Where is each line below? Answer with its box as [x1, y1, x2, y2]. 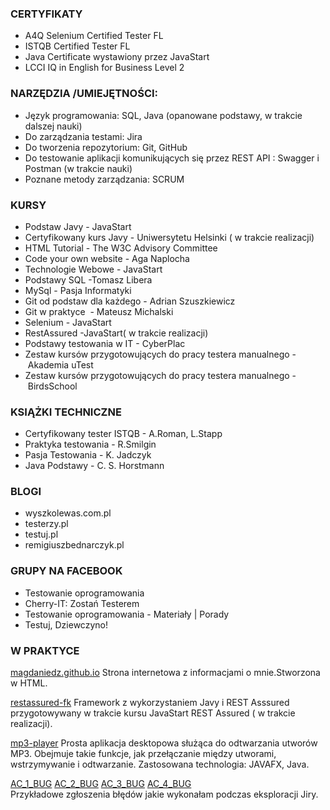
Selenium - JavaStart [24, 316, 112, 328]
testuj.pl [24, 528, 59, 541]
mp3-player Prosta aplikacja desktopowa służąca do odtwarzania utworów [10, 737, 318, 749]
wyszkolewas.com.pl [24, 507, 112, 519]
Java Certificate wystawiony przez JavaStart [24, 51, 210, 63]
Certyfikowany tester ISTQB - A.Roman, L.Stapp [24, 428, 223, 440]
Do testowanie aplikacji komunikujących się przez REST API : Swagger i [24, 152, 320, 164]
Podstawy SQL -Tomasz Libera [24, 273, 153, 286]
